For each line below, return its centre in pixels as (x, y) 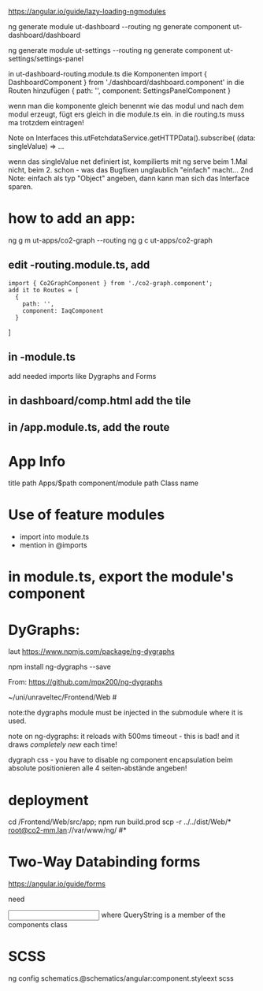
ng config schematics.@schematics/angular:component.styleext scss (121, 978)
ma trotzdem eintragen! (46, 122)
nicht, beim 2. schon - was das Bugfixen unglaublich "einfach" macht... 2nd (131, 170)
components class (38, 925)
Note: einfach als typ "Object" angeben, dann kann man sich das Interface (129, 178)
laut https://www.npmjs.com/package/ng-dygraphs (91, 651)
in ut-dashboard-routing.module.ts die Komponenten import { (107, 74)
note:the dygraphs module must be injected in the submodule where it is (126, 713)
